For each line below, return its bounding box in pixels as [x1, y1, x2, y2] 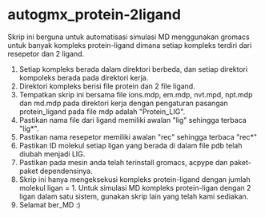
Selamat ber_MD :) [18, 199, 81, 209]
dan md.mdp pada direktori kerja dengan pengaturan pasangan [18, 98, 229, 108]
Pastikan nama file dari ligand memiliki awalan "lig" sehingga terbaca [18, 115, 247, 124]
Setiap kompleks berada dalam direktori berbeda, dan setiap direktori [18, 64, 248, 73]
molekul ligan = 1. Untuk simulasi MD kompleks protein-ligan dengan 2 [18, 183, 251, 192]
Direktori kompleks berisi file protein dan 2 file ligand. [18, 81, 195, 91]
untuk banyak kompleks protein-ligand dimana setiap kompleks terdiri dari [7, 40, 252, 49]
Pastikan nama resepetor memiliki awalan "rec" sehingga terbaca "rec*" [18, 132, 258, 141]
